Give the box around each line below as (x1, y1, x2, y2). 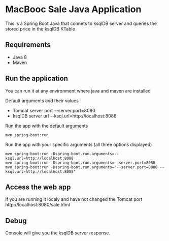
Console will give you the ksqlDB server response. (5, 230, 111, 236)
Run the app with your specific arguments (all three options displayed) (5, 141, 152, 147)
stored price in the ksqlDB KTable (5, 25, 75, 32)
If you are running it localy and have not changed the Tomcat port (5, 196, 143, 202)
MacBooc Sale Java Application (5, 4, 142, 15)
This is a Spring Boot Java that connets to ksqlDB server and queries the (5, 20, 157, 26)
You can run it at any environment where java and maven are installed (5, 87, 151, 94)
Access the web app (5, 183, 71, 191)
